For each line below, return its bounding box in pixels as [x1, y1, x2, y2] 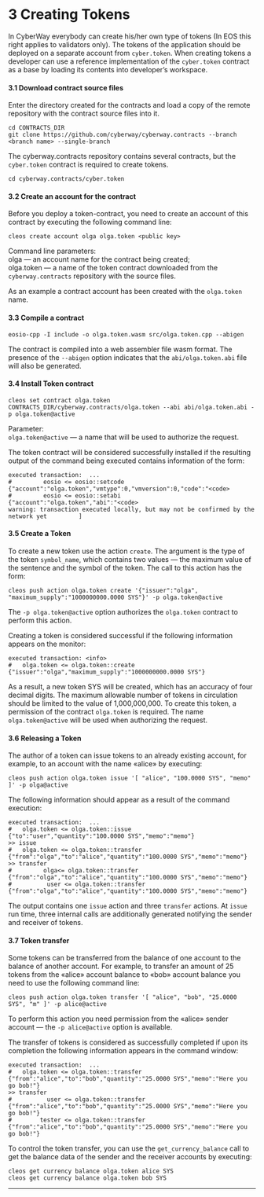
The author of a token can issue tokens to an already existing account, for [8, 751, 247, 760]
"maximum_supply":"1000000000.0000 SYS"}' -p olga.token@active [8, 593, 223, 601]
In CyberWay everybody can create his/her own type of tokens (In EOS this [8, 31, 251, 41]
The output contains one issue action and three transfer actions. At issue [8, 901, 247, 911]
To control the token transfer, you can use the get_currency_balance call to [8, 1144, 250, 1153]
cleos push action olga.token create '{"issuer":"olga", [8, 586, 199, 594]
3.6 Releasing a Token [8, 733, 82, 743]
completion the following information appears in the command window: [8, 1046, 239, 1056]
